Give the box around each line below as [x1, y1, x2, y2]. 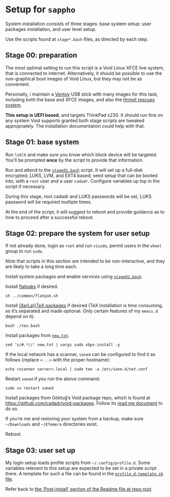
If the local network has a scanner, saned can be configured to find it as [5, 351, 156, 358]
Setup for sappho [5, 4, 76, 15]
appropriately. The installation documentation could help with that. [5, 122, 145, 129]
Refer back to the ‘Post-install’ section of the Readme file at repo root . [5, 486, 153, 492]
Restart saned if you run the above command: [5, 376, 100, 382]
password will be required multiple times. [5, 199, 92, 205]
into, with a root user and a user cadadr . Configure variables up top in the [5, 177, 160, 184]
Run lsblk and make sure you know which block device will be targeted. [5, 151, 158, 157]
